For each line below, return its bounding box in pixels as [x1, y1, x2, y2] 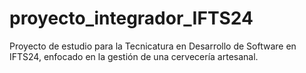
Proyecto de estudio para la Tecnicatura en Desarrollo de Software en [9, 40, 297, 52]
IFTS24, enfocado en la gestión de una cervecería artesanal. [9, 50, 259, 62]
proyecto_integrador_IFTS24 [9, 7, 254, 30]
